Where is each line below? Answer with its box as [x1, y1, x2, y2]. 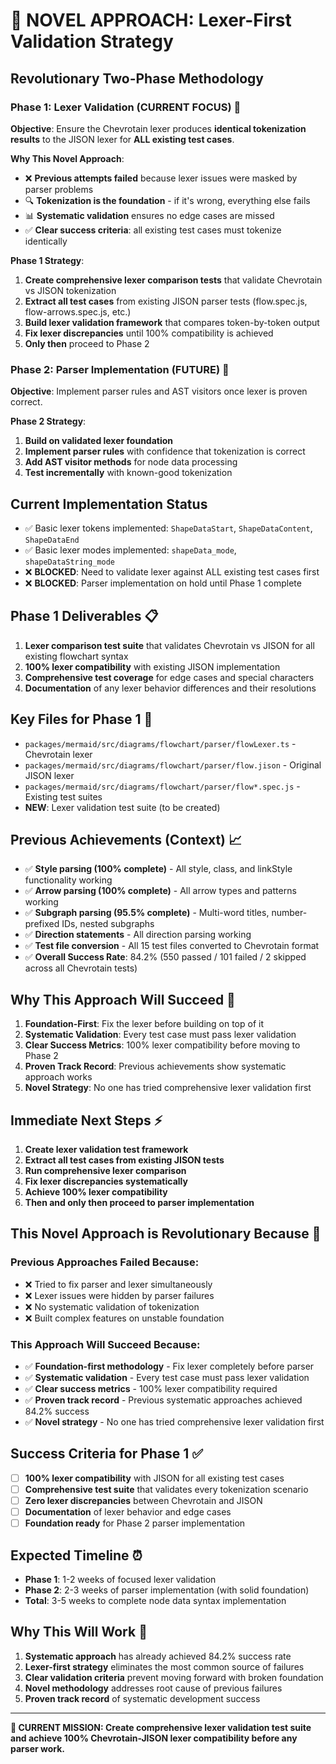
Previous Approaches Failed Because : [10, 1255, 200, 1269]
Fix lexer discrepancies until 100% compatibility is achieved [24, 327, 274, 339]
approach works [24, 1071, 93, 1083]
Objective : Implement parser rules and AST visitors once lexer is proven [10, 385, 308, 398]
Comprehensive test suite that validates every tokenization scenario [24, 1483, 309, 1495]
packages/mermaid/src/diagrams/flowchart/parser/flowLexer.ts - [24, 737, 297, 749]
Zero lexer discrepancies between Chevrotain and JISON [24, 1494, 263, 1506]
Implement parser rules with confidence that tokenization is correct [24, 445, 306, 458]
